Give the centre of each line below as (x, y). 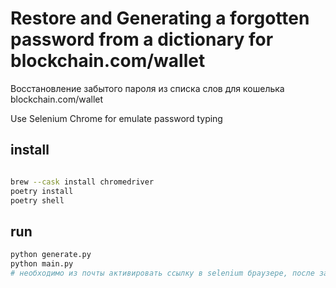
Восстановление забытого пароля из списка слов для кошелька (147, 88)
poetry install (42, 191)
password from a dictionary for (142, 39)
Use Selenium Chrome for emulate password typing (116, 118)
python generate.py (51, 255)
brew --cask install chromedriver (82, 182)
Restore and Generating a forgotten (160, 18)
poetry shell (37, 200)
